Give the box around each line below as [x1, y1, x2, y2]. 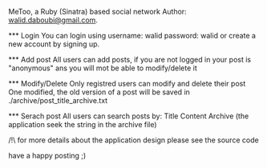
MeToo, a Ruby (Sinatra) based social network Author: [8, 7, 187, 16]
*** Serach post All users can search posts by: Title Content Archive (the [8, 111, 249, 121]
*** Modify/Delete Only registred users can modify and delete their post [8, 79, 246, 88]
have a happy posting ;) [8, 151, 87, 160]
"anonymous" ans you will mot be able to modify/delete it [8, 63, 198, 73]
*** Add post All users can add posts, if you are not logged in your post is [8, 55, 251, 64]
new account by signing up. [8, 39, 100, 49]
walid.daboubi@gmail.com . [8, 15, 99, 25]
